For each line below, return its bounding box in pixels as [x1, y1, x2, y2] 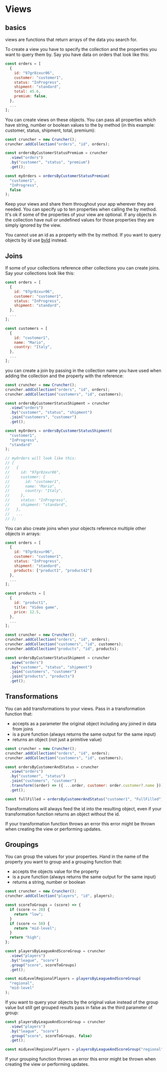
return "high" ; [9, 935, 41, 940]
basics [5, 23, 26, 32]
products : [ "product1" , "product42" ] [14, 568, 92, 573]
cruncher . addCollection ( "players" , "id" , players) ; [5, 893, 114, 899]
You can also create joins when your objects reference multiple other [5, 525, 147, 531]
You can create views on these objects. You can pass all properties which [5, 116, 156, 123]
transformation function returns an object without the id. [5, 811, 120, 817]
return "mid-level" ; [14, 926, 57, 931]
